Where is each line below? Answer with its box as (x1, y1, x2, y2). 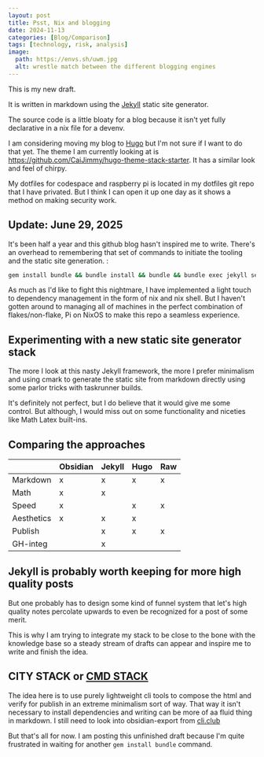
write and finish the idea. (8, 647, 89, 656)
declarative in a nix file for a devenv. (8, 123, 126, 132)
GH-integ (12, 538, 48, 549)
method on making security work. (8, 195, 117, 205)
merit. (8, 615, 27, 624)
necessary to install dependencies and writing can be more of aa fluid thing (8, 707, 253, 717)
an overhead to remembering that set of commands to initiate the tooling (8, 247, 244, 257)
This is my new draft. (8, 84, 76, 94)
